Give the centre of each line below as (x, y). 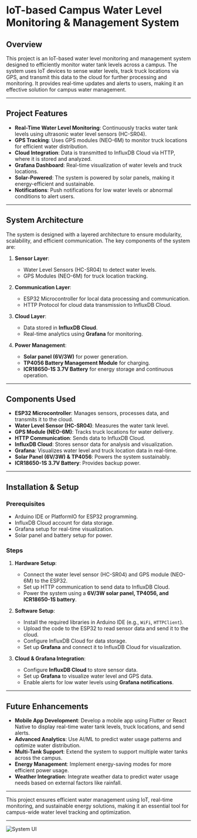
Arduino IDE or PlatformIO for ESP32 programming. (76, 516)
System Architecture (45, 220)
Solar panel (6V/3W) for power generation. (76, 356)
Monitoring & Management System (93, 23)
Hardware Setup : (35, 563)
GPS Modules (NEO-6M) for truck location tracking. (86, 276)
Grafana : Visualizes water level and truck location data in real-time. (96, 451)
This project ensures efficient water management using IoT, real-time (89, 800)
